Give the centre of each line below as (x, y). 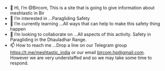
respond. (19, 63)
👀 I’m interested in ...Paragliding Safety (50, 18)
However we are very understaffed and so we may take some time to (81, 58)
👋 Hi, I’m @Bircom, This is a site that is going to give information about (82, 8)
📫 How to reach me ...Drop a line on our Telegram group (68, 45)
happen (18, 29)
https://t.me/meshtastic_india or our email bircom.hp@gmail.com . (77, 52)
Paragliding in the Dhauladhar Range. (48, 39)
